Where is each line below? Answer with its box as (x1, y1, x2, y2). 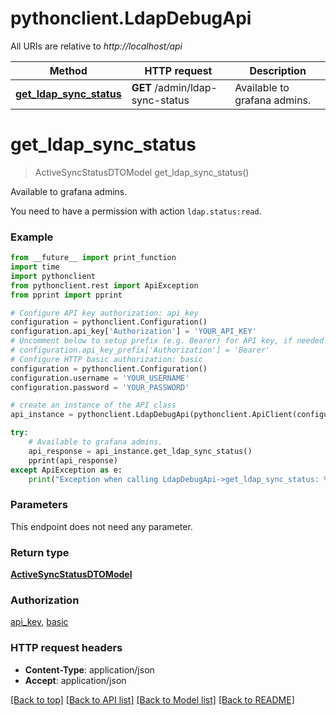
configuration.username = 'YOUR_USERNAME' (10, 373, 190, 383)
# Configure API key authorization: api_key (10, 308, 199, 318)
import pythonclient (10, 271, 97, 281)
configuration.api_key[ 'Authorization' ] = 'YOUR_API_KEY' (10, 327, 257, 337)
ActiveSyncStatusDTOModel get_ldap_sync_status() (34, 166, 250, 178)
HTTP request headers (10, 641, 123, 655)
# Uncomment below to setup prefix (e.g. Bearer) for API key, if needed (10, 336, 325, 346)
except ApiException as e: (10, 465, 123, 475)
